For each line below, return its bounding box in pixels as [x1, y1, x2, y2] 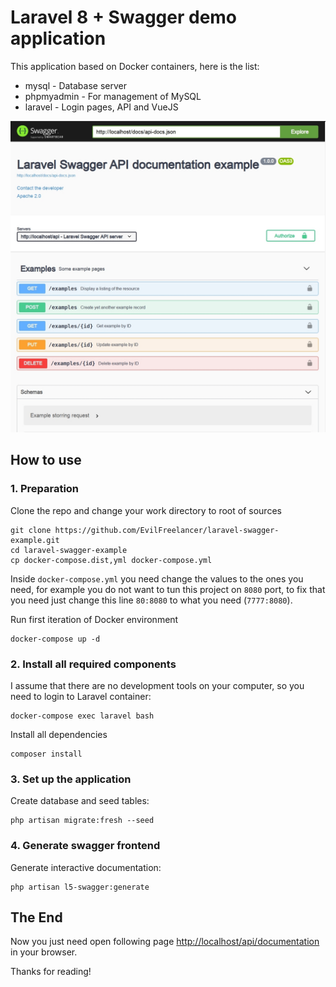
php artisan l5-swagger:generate [10, 882, 150, 892]
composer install [10, 749, 83, 760]
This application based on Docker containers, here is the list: [10, 60, 260, 72]
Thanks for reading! [10, 966, 92, 978]
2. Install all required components [10, 657, 177, 671]
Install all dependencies [10, 729, 108, 741]
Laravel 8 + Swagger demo [10, 6, 238, 29]
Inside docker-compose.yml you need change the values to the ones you [10, 572, 304, 585]
